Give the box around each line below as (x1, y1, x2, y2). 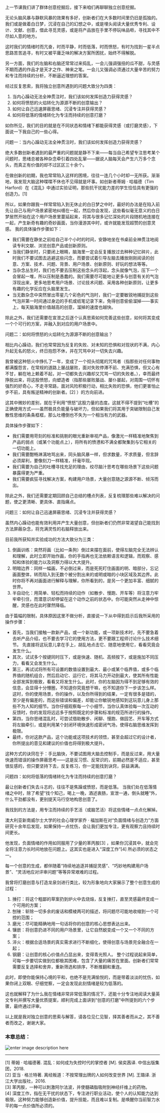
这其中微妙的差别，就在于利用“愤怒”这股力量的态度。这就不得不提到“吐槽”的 (5, 400, 159, 405)
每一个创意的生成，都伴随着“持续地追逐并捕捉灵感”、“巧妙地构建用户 (5, 863, 144, 869)
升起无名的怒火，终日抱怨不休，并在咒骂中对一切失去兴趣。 (5, 348, 126, 354)
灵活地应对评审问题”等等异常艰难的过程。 (17, 869, 102, 875)
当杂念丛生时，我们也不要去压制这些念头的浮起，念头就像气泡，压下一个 (12, 268, 159, 273)
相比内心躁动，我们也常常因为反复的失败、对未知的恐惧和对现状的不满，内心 (5, 342, 160, 347)
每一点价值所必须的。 (13, 1103, 57, 1109)
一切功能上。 (12, 445, 38, 451)
